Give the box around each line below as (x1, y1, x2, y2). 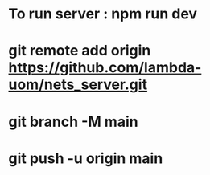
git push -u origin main (8, 149, 163, 167)
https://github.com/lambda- (8, 59, 202, 77)
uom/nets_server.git (8, 75, 147, 94)
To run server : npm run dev (8, 5, 198, 23)
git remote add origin (8, 42, 151, 60)
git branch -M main (8, 112, 138, 131)
